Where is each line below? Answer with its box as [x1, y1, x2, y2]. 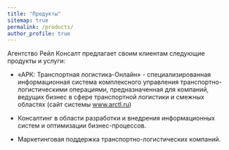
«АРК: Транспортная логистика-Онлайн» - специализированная [17, 70, 211, 79]
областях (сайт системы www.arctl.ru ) [17, 100, 132, 109]
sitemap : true [7, 17, 49, 24]
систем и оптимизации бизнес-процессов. [17, 121, 146, 130]
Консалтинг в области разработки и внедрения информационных [17, 114, 216, 123]
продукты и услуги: [7, 57, 66, 65]
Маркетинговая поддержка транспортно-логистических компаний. [17, 135, 221, 144]
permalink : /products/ [7, 23, 74, 30]
